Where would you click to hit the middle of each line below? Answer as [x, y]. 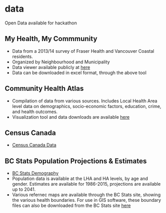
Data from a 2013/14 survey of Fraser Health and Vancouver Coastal [83, 51]
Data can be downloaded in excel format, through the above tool [79, 73]
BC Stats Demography [35, 173]
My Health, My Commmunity [51, 39]
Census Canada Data [34, 145]
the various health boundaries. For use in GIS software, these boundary [87, 200]
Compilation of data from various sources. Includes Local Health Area [85, 101]
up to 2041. [24, 189]
